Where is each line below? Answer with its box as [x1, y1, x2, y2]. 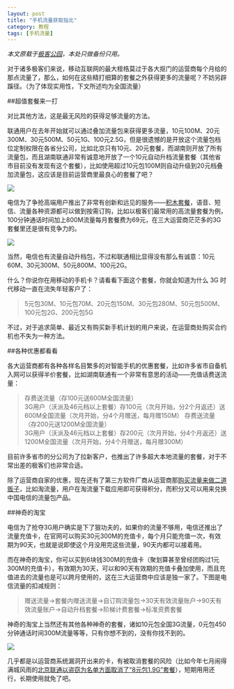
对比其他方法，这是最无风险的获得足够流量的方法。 [7, 112, 154, 120]
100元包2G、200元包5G [24, 308, 94, 317]
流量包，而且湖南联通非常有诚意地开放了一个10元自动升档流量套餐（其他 [7, 153, 215, 161]
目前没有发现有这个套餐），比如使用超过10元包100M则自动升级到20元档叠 [13, 161, 223, 170]
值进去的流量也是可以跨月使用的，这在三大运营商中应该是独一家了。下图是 [7, 573, 221, 581]
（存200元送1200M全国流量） [24, 420, 111, 428]
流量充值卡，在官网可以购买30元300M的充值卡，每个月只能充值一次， [7, 532, 209, 540]
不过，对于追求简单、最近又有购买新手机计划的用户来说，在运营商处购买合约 [7, 323, 227, 332]
